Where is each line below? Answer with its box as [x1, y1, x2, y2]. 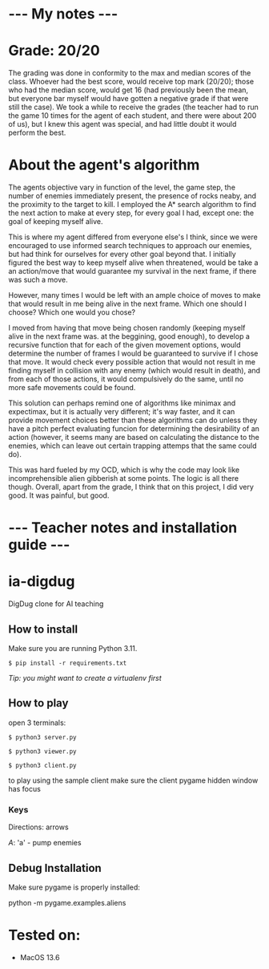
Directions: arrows [8, 822, 70, 832]
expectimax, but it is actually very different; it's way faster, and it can [8, 407, 235, 417]
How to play [8, 696, 69, 710]
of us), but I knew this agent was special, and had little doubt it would [8, 120, 237, 129]
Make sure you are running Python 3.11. [8, 644, 138, 653]
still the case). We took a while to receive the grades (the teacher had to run [8, 102, 259, 112]
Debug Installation [8, 861, 102, 875]
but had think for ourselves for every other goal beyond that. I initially [8, 250, 236, 259]
